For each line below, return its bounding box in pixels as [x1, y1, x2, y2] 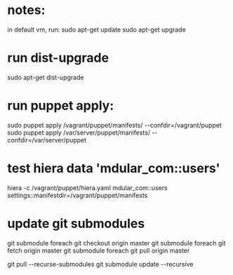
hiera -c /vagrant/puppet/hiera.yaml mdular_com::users [7, 183, 168, 192]
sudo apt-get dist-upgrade [7, 73, 84, 81]
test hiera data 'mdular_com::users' [7, 161, 220, 176]
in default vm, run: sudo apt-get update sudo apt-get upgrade [7, 25, 186, 34]
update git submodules [7, 215, 145, 232]
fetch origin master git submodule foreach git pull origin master [7, 246, 190, 255]
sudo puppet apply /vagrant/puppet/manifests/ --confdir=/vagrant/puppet [7, 121, 222, 129]
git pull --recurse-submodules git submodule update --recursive [7, 260, 194, 268]
